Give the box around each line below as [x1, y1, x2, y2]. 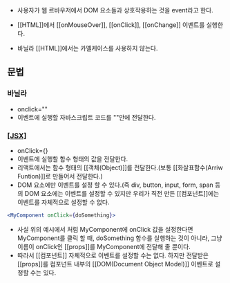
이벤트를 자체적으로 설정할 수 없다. [17, 198, 110, 206]
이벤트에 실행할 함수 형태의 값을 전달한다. [17, 154, 128, 163]
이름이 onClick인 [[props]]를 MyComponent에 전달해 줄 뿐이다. [17, 242, 191, 250]
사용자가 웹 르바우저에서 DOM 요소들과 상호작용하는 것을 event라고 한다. [17, 6, 214, 14]
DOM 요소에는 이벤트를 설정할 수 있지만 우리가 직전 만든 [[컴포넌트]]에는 [24, 189, 220, 197]
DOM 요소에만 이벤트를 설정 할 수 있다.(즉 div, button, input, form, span [17, 181, 214, 189]
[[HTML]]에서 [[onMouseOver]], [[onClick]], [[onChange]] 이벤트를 [17, 21, 205, 29]
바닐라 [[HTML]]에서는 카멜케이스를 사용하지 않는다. [17, 44, 158, 52]
